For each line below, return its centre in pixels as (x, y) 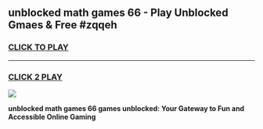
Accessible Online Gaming (52, 116)
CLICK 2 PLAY (35, 77)
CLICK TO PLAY (38, 48)
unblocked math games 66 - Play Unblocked (118, 13)
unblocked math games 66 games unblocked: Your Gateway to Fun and (126, 108)
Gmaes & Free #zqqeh (63, 25)
